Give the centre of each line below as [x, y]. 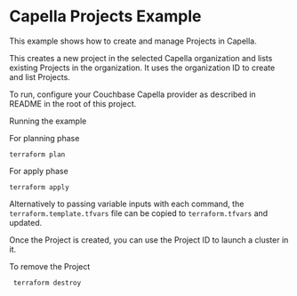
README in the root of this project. [73, 103]
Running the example [48, 121]
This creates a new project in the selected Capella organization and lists [141, 58]
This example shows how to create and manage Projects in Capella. [133, 41]
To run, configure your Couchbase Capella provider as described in [132, 94]
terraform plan [37, 154]
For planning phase [44, 138]
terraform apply [39, 187]
